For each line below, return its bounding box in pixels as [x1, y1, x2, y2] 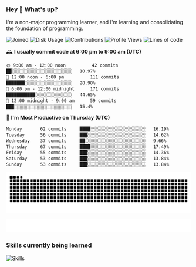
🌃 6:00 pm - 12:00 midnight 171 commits [6, 86, 119, 92]
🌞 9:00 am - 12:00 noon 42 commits [6, 62, 119, 68]
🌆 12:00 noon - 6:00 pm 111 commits [6, 74, 119, 80]
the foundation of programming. [6, 25, 83, 32]
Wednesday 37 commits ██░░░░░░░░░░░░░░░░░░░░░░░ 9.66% [6, 138, 167, 144]
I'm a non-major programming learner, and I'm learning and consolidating [6, 19, 184, 26]
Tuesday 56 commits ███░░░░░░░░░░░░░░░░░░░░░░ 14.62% [6, 132, 169, 138]
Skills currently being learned [6, 241, 92, 249]
